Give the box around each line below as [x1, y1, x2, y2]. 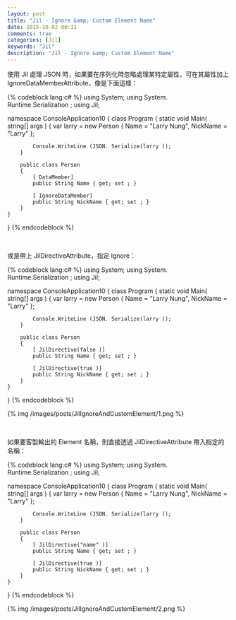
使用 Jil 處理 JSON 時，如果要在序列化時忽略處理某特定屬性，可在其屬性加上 [7, 70, 229, 78]
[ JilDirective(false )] [32, 346, 106, 353]
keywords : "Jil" [7, 43, 55, 50]
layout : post [7, 10, 46, 18]
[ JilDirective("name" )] [32, 541, 109, 548]
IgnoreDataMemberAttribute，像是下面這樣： [7, 78, 139, 87]
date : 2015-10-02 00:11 [7, 23, 77, 30]
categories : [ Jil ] [7, 37, 61, 44]
